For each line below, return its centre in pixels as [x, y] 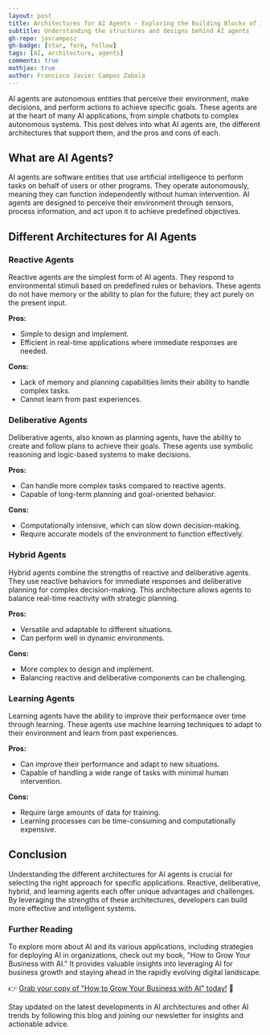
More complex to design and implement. [87, 669]
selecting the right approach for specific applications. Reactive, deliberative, [135, 882]
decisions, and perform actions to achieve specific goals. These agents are [133, 107]
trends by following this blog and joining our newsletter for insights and [126, 1016]
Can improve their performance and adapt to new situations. [120, 764]
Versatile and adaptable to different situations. [96, 629]
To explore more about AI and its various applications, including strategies [131, 947]
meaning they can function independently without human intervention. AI [129, 195]
